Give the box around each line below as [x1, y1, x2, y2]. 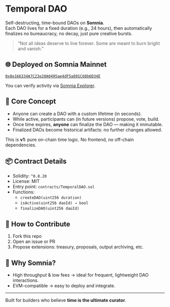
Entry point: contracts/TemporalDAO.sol [12, 184, 95, 190]
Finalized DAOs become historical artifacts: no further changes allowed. [12, 127, 162, 133]
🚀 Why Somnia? [5, 259, 56, 267]
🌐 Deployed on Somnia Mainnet [5, 60, 107, 69]
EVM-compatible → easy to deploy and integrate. [12, 283, 115, 288]
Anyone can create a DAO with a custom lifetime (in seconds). [12, 111, 142, 117]
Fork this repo [12, 233, 42, 239]
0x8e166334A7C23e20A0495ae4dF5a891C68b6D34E [5, 74, 101, 79]
